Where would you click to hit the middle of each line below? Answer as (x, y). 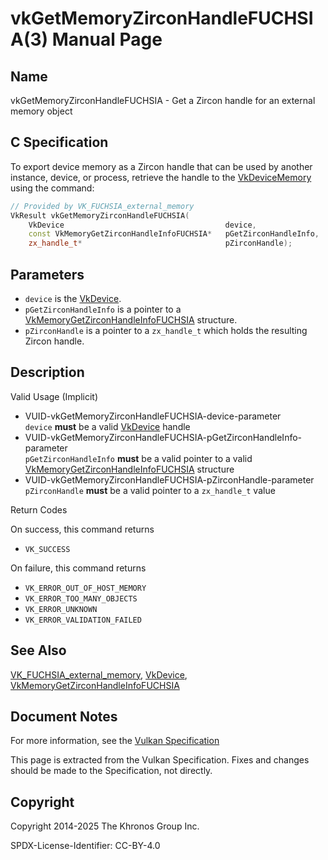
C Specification (59, 142)
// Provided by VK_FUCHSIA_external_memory (102, 206)
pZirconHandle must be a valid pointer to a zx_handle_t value (150, 490)
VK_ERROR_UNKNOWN (61, 609)
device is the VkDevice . (73, 298)
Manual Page (107, 39)
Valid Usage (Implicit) (54, 396)
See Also (38, 650)
